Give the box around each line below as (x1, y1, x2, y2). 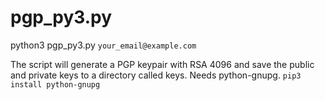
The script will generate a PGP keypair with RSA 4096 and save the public (10, 58, 315, 70)
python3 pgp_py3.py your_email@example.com (10, 39, 197, 51)
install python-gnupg (10, 79, 101, 90)
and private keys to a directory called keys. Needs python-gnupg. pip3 (10, 69, 302, 81)
